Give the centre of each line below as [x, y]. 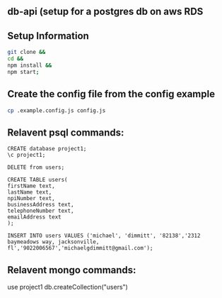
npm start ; [23, 72]
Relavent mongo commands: [72, 270]
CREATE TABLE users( [38, 180]
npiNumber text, [31, 199]
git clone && [27, 53]
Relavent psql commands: [66, 132]
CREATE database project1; [47, 149]
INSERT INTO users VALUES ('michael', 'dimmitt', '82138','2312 [104, 236]
